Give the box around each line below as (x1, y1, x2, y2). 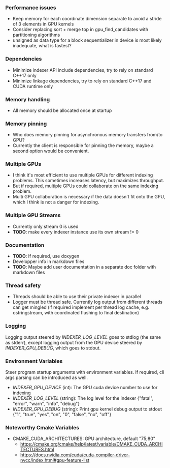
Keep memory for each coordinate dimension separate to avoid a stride (12, 16, 162, 22)
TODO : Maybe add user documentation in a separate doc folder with (12, 264, 156, 270)
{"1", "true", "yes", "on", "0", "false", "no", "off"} (12, 411, 112, 417)
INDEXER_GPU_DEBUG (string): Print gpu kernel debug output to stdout (12, 406, 162, 412)
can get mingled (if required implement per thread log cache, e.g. (12, 304, 150, 310)
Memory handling (5, 96, 50, 103)
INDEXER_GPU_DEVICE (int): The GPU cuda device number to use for (12, 384, 158, 390)
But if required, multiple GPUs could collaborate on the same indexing (12, 183, 159, 189)
